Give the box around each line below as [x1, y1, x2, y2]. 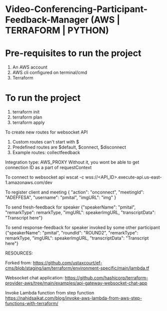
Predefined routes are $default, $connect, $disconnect [12, 144, 126, 150]
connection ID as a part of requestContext [5, 164, 92, 170]
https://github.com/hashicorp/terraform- [64, 275, 148, 281]
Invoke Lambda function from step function [5, 290, 94, 296]
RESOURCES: [5, 250, 33, 256]
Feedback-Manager [5, 14, 89, 25]
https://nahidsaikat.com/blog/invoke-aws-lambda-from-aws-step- [5, 295, 142, 301]
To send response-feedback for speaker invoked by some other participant [5, 224, 160, 230]
